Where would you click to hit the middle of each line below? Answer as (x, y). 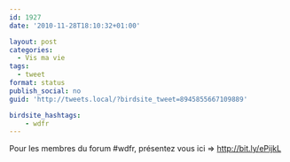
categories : (31, 50)
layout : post (33, 42)
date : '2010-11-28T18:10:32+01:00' (75, 26)
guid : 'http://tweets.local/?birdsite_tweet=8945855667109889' (129, 99)
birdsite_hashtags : (45, 115)
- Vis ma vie (41, 58)
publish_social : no (45, 91)
